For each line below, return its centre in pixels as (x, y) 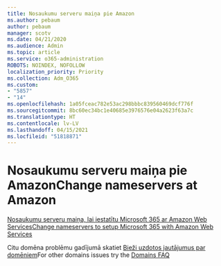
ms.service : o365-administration (55, 59)
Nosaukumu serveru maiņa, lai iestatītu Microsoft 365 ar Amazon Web (107, 219)
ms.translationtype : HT (42, 117)
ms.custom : (23, 85)
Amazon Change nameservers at (102, 185)
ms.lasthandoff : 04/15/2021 (48, 130)
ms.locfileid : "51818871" (44, 136)
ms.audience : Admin (35, 46)
